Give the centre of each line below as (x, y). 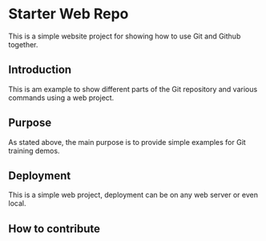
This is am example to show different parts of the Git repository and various (133, 89)
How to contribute (54, 229)
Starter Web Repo (69, 14)
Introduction (40, 70)
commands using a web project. (61, 98)
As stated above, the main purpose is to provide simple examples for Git (127, 142)
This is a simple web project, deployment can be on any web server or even (133, 195)
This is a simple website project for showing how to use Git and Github (125, 36)
